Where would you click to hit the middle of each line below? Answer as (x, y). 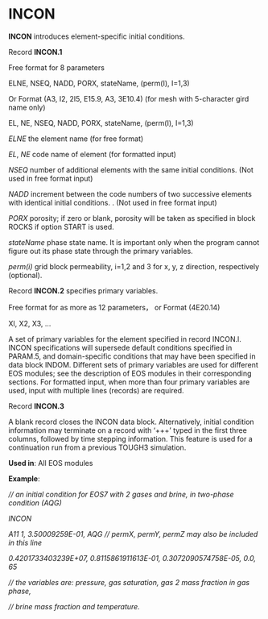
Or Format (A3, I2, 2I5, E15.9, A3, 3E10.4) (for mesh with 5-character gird (129, 98)
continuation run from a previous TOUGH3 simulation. (97, 447)
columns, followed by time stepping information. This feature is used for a (130, 438)
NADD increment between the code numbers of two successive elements (130, 193)
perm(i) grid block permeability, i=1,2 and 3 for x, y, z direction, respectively (134, 266)
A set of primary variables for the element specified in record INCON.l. (125, 339)
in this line (25, 542)
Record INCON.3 (36, 406)
